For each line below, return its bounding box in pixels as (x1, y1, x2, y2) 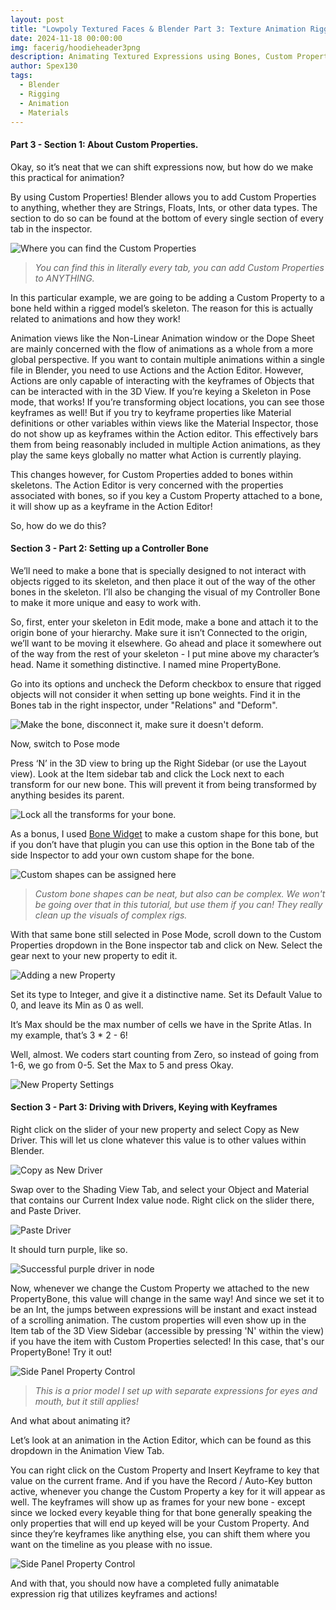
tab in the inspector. (10, 222, 93, 235)
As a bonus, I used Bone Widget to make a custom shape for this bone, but (10, 827, 319, 840)
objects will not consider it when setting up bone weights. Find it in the (10, 688, 301, 700)
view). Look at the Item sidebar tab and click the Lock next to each (10, 767, 285, 780)
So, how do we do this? (10, 519, 107, 531)
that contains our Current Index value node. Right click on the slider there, (10, 1194, 315, 1206)
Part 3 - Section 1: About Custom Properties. (10, 138, 199, 150)
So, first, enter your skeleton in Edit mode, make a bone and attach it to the (10, 616, 319, 628)
